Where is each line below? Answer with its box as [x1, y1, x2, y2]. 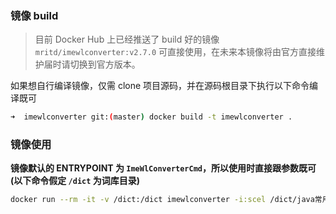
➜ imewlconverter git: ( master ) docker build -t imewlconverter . [10, 112, 293, 122]
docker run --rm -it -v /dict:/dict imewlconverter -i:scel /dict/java [10, 195, 315, 205]
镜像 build [10, 8, 59, 22]
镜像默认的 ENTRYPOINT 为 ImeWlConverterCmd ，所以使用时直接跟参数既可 [10, 162, 317, 174]
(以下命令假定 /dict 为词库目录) [10, 175, 140, 187]
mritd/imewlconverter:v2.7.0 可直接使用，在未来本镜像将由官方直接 [34, 46, 317, 58]
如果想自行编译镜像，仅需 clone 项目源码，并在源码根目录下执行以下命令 [10, 80, 310, 92]
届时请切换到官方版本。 [43, 58, 141, 71]
